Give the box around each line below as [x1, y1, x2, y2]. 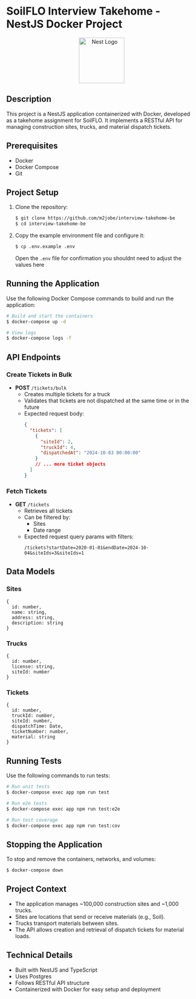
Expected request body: [24, 410, 85, 417]
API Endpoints [6, 352, 61, 362]
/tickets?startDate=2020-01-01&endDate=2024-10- [24, 545, 149, 551]
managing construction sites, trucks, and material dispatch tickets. [6, 123, 172, 130]
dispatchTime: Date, [11, 723, 64, 730]
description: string [11, 620, 64, 626]
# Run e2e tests [6, 800, 47, 806]
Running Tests [6, 755, 62, 766]
